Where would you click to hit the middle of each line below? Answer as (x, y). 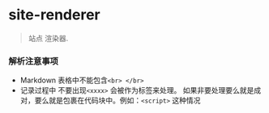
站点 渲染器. (48, 38)
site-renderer (54, 15)
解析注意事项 (34, 61)
